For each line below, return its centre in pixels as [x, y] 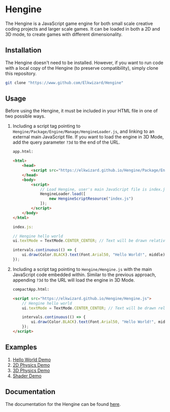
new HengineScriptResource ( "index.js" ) [91, 199]
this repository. [21, 73]
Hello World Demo [32, 360]
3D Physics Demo [31, 370]
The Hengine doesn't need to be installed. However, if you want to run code [84, 63]
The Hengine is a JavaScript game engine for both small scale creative [79, 23]
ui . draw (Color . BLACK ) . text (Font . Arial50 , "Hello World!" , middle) [94, 255]
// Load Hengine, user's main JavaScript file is [93, 189]
